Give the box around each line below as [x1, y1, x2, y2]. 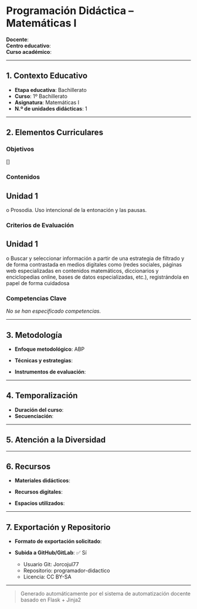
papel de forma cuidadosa [6, 279, 70, 286]
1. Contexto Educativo [6, 71, 88, 81]
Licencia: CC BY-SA [23, 573, 72, 580]
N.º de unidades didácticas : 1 [14, 105, 88, 112]
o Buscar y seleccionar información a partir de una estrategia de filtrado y [6, 255, 185, 262]
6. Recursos [6, 461, 51, 472]
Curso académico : [6, 48, 52, 55]
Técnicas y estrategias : [14, 357, 73, 364]
